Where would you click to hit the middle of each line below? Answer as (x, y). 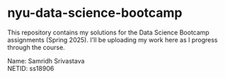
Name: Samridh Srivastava (46, 60)
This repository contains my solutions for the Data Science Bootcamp (109, 32)
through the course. (36, 47)
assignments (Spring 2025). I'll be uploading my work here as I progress (112, 39)
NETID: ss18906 (31, 68)
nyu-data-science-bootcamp (95, 13)
